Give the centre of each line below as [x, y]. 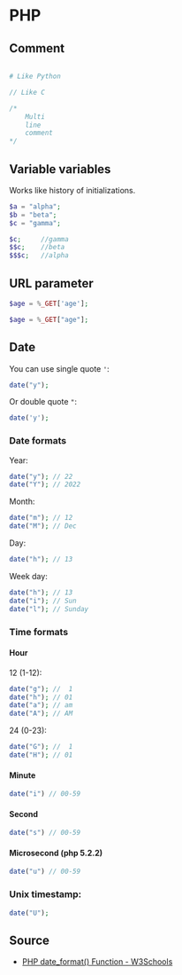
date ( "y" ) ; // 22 [41, 476]
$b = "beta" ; [33, 215]
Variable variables [60, 169]
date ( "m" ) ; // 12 [41, 518]
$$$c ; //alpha [39, 256]
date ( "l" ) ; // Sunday [49, 609]
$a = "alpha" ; [35, 206]
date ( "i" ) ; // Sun [43, 601]
